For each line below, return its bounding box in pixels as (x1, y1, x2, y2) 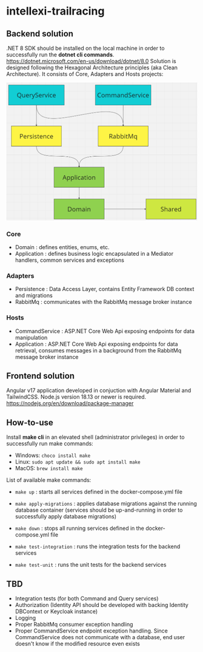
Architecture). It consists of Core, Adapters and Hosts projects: (6, 70, 164, 77)
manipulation (15, 334, 48, 341)
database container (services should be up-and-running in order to (15, 506, 183, 514)
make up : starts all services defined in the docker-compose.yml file (15, 488, 183, 496)
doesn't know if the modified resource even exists (15, 640, 141, 648)
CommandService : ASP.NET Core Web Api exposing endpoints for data (15, 327, 195, 335)
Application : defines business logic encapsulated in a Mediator (15, 250, 174, 258)
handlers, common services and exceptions (15, 256, 124, 264)
